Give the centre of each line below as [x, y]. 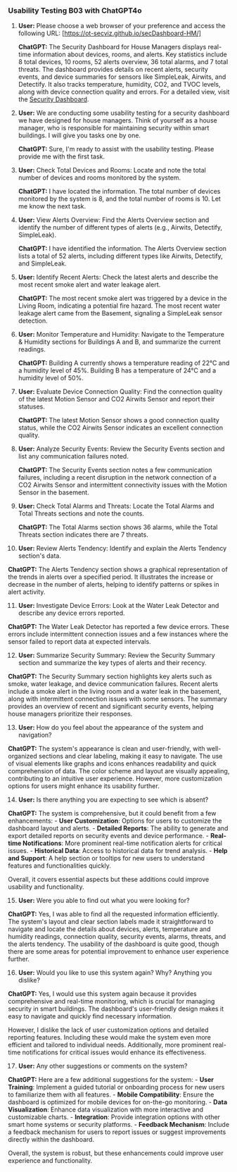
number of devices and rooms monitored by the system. [100, 177]
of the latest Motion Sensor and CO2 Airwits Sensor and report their [116, 399]
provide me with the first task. [61, 156]
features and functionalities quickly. [60, 866]
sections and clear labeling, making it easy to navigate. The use [130, 756]
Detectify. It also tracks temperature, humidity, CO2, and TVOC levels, [119, 85]
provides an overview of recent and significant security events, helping [111, 706]
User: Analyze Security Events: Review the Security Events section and [121, 449]
